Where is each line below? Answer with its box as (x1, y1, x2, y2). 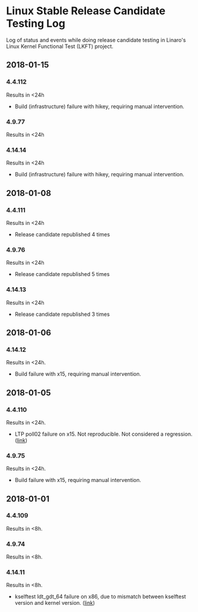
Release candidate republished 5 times (14, 271, 110, 278)
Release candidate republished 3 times (14, 310, 110, 318)
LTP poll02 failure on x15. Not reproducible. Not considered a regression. (14, 430, 193, 437)
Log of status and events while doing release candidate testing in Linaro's (6, 36, 186, 43)
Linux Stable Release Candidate (6, 4, 166, 18)
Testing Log (6, 17, 66, 30)
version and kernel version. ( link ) (14, 600, 95, 607)
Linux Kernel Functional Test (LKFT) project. (6, 43, 114, 50)
